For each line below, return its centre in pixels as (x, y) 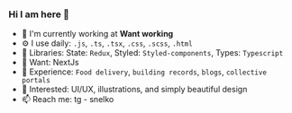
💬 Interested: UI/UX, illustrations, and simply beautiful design (134, 90)
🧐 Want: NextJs (50, 63)
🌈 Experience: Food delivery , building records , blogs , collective (144, 72)
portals (36, 81)
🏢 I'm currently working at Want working (97, 34)
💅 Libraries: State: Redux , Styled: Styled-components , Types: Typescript (152, 53)
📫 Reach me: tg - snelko (68, 100)
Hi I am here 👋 (39, 14)
